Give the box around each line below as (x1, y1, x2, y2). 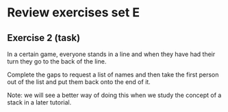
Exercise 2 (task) (7, 32, 81, 44)
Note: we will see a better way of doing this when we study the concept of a (7, 91, 222, 99)
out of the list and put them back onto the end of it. (7, 78, 151, 86)
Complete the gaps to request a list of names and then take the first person (7, 70, 219, 79)
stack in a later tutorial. (7, 98, 72, 107)
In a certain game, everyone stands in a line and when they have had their (7, 50, 216, 58)
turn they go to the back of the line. (7, 57, 107, 66)
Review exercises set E (7, 5, 140, 20)
